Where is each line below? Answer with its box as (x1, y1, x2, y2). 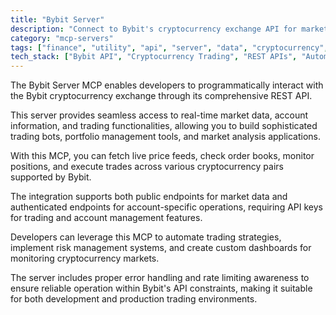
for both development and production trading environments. (10, 293, 258, 305)
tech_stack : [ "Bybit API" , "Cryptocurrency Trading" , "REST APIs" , (10, 52, 298, 62)
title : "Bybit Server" (10, 14, 105, 25)
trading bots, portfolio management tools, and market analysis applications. (10, 131, 321, 143)
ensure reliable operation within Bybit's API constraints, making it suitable (10, 282, 313, 295)
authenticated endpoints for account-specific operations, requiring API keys (10, 201, 323, 213)
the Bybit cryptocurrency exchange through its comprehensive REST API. (10, 90, 313, 102)
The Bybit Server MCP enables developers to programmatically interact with (10, 79, 324, 91)
